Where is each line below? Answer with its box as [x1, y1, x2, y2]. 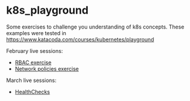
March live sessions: [6, 77, 57, 84]
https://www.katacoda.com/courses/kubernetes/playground [6, 36, 154, 43]
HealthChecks [14, 88, 50, 95]
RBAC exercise [14, 59, 52, 66]
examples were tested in [6, 29, 67, 36]
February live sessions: [6, 47, 63, 54]
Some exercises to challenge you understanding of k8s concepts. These [6, 23, 185, 30]
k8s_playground [6, 4, 88, 17]
